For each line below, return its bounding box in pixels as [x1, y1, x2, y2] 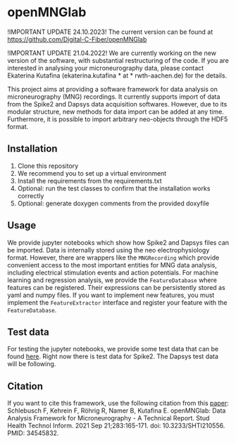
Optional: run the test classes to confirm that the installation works [17, 184, 211, 193]
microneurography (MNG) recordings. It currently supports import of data [7, 92, 221, 101]
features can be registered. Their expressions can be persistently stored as [7, 283, 225, 291]
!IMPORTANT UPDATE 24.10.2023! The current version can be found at [7, 28, 213, 36]
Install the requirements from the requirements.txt [17, 176, 162, 185]
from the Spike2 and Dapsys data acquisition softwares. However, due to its [7, 99, 228, 108]
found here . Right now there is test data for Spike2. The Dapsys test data [7, 352, 219, 360]
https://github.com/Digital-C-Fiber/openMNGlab [7, 35, 147, 43]
